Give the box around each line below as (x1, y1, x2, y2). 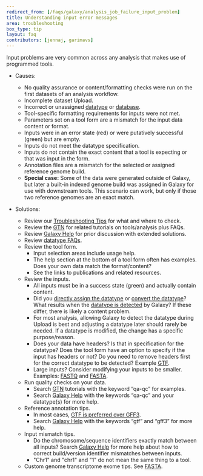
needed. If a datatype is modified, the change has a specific (33, 327, 184, 334)
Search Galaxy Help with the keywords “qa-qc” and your (33, 391, 175, 399)
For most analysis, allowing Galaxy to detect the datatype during (33, 314, 194, 321)
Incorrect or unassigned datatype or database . (24, 103, 141, 110)
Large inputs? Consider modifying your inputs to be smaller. (33, 366, 182, 373)
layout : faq (6, 32, 36, 38)
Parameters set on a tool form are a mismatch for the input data (24, 116, 183, 123)
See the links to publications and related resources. (33, 269, 162, 276)
